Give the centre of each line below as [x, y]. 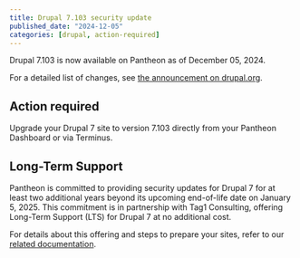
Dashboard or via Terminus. [61, 138]
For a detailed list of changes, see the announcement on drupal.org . [136, 78]
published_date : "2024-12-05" [67, 26]
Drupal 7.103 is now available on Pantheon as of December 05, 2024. [137, 61]
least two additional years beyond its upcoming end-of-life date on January [150, 197]
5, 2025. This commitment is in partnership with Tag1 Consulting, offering [146, 207]
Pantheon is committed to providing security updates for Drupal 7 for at [143, 188]
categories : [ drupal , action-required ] [85, 34]
